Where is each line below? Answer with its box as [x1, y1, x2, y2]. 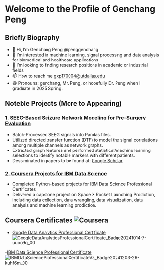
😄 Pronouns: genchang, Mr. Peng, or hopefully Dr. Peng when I [12, 80, 141, 86]
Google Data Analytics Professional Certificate [12, 229, 106, 235]
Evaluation [5, 120, 31, 127]
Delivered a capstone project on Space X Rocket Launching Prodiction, [12, 191, 156, 197]
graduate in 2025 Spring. [12, 85, 63, 91]
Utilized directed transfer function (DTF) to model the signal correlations [12, 137, 158, 143]
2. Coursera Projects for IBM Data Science [5, 170, 107, 177]
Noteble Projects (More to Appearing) [5, 99, 122, 108]
